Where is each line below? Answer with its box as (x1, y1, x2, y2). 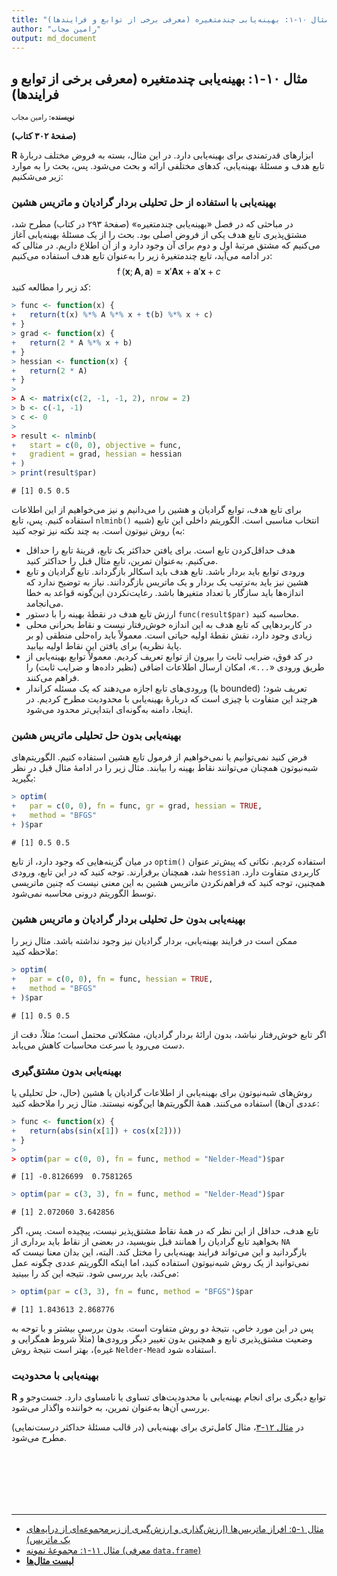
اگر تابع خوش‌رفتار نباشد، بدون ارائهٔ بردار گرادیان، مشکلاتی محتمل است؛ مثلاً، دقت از (11, 1028, 327, 1040)
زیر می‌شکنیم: (11, 171, 64, 183)
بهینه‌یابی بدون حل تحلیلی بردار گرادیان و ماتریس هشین (11, 912, 246, 926)
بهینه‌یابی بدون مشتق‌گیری (11, 1064, 122, 1078)
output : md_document (11, 33, 98, 43)
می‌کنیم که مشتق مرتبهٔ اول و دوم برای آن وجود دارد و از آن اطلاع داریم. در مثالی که (11, 239, 321, 251)
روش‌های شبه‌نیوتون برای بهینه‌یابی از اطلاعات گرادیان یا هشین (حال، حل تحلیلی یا (11, 1087, 313, 1098)
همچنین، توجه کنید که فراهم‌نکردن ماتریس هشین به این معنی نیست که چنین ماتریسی (11, 876, 326, 888)
